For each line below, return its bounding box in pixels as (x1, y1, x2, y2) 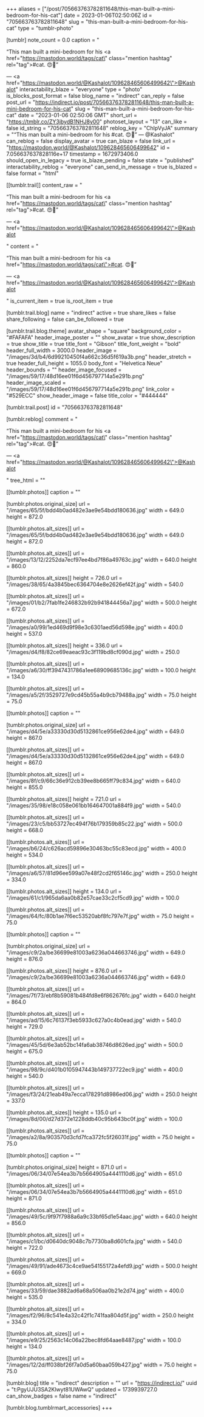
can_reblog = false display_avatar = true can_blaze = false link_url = (6, 137, 176, 145)
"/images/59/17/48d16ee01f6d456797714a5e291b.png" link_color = (6, 385, 175, 393)
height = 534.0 (6, 851, 44, 858)
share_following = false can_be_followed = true (6, 315, 124, 323)
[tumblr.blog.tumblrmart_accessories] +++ (6, 1404, 113, 1411)
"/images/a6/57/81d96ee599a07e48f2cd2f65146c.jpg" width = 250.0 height (6, 869, 198, 877)
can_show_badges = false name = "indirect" (6, 1392, 117, 1399)
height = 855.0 (6, 784, 43, 791)
